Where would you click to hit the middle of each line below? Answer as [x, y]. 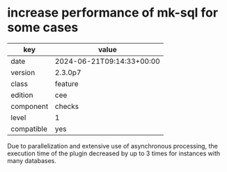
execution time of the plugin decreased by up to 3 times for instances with [114, 153]
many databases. [32, 160]
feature [66, 83]
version [23, 72]
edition [22, 95]
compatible [29, 128]
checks [66, 106]
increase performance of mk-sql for [112, 13]
